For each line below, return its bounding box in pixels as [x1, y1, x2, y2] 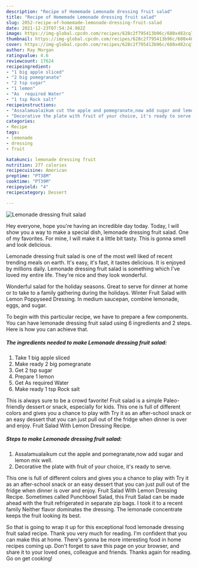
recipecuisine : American [6, 168, 67, 174]
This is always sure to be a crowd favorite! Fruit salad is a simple [6, 397, 163, 404]
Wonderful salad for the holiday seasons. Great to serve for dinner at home [6, 283, 188, 290]
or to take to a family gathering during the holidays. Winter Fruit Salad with [6, 289, 187, 296]
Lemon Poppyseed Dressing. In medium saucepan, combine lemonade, [6, 295, 179, 302]
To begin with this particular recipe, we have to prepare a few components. [6, 313, 189, 320]
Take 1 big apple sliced [14, 354, 70, 361]
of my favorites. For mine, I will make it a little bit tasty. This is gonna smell [6, 234, 186, 242]
